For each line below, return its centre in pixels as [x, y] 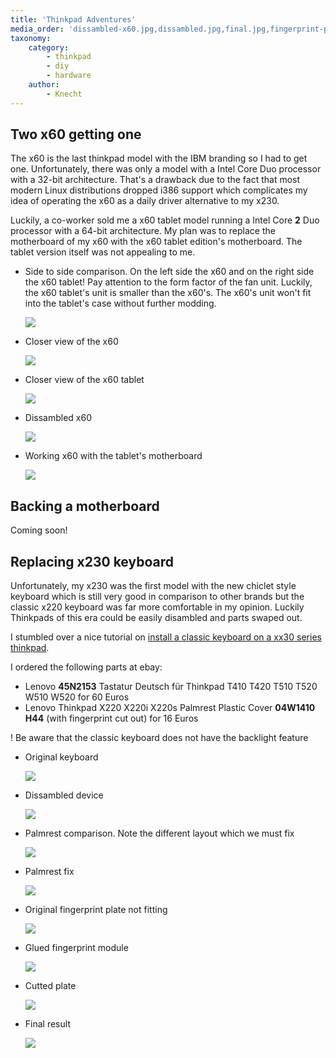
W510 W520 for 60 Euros [77, 697]
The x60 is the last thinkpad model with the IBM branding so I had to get [159, 158]
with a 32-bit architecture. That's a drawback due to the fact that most [155, 180]
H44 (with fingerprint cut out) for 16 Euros [111, 718]
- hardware [69, 76]
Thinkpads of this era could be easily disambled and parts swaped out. [156, 618]
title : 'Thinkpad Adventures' [73, 19]
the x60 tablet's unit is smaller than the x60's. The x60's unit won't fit [168, 293]
